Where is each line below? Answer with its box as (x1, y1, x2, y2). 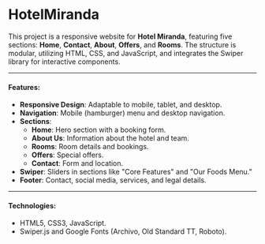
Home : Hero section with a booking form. (31, 125, 166, 135)
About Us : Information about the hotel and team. (31, 133, 189, 143)
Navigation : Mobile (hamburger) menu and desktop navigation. (19, 108, 226, 118)
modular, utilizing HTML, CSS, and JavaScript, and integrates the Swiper (8, 48, 244, 58)
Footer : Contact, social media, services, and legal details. (19, 175, 207, 185)
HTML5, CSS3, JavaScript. (19, 219, 106, 228)
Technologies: (8, 201, 57, 210)
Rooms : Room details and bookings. (31, 142, 149, 152)
